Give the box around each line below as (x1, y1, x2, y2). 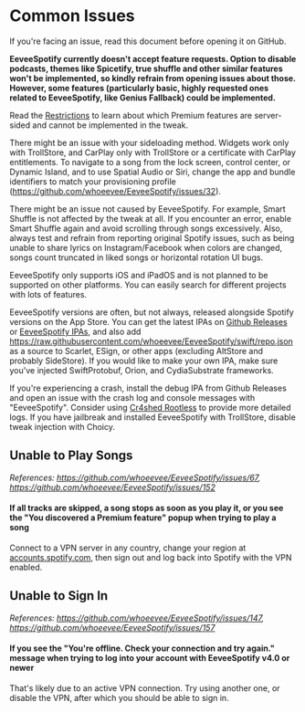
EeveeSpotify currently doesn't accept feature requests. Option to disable (9, 53, 297, 64)
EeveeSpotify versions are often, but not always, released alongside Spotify (9, 307, 294, 318)
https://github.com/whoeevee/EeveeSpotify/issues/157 (9, 622, 216, 633)
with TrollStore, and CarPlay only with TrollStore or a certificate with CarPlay (9, 147, 297, 158)
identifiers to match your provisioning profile (9, 175, 176, 187)
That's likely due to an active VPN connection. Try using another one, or (9, 682, 280, 694)
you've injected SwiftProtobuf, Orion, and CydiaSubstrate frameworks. (9, 364, 274, 375)
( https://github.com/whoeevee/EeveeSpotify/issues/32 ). (9, 185, 222, 196)
